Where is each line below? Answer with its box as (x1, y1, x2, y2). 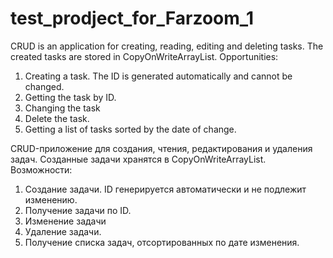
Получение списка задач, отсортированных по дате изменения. (24, 236, 300, 248)
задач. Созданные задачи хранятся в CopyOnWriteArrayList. (10, 153, 267, 165)
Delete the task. (24, 112, 90, 124)
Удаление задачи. (24, 225, 102, 237)
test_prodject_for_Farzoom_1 (10, 7, 255, 30)
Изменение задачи (24, 215, 107, 227)
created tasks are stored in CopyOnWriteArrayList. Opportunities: (10, 50, 279, 62)
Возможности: (10, 163, 73, 176)
